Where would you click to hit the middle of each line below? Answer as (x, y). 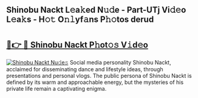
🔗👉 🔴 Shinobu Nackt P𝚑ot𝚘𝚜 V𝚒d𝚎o (77, 45)
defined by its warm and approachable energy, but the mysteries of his (95, 82)
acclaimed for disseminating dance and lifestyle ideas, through (85, 69)
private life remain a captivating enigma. (56, 89)
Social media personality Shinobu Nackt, (120, 62)
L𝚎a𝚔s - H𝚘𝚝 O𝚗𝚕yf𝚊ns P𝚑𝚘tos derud (80, 20)
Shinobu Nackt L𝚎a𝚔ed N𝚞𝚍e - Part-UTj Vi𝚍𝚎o (96, 10)
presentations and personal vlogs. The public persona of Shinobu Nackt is (99, 76)
